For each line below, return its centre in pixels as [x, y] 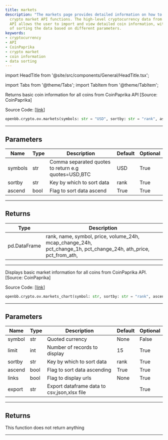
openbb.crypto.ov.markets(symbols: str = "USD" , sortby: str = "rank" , [81, 119]
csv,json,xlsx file [66, 392]
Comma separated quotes [80, 162]
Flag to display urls [69, 378]
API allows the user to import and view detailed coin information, [82, 24]
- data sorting [21, 61]
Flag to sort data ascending [79, 370]
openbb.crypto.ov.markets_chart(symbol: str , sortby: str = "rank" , [78, 296]
